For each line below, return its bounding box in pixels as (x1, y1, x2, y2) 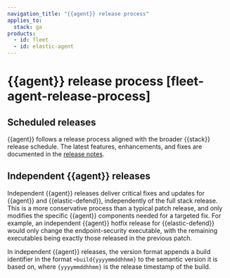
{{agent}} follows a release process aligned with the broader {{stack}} (7, 135, 211, 143)
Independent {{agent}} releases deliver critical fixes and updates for (7, 189, 205, 197)
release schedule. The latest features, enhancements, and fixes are (7, 142, 203, 151)
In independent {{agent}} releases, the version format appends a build (7, 247, 211, 255)
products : (7, 30, 37, 37)
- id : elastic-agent (13, 43, 74, 50)
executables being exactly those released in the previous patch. (7, 234, 192, 242)
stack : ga (13, 23, 42, 30)
